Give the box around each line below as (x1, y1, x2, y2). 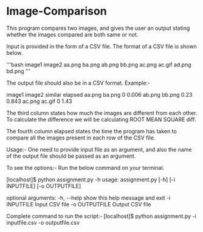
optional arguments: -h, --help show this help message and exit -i (6, 194, 171, 202)
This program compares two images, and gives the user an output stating (6, 24, 190, 32)
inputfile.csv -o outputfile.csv (6, 219, 80, 226)
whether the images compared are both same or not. (6, 30, 139, 38)
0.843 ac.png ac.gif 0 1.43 (6, 97, 72, 105)
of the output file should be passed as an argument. (6, 152, 136, 160)
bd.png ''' (6, 67, 31, 74)
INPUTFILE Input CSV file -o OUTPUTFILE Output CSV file (6, 200, 151, 208)
